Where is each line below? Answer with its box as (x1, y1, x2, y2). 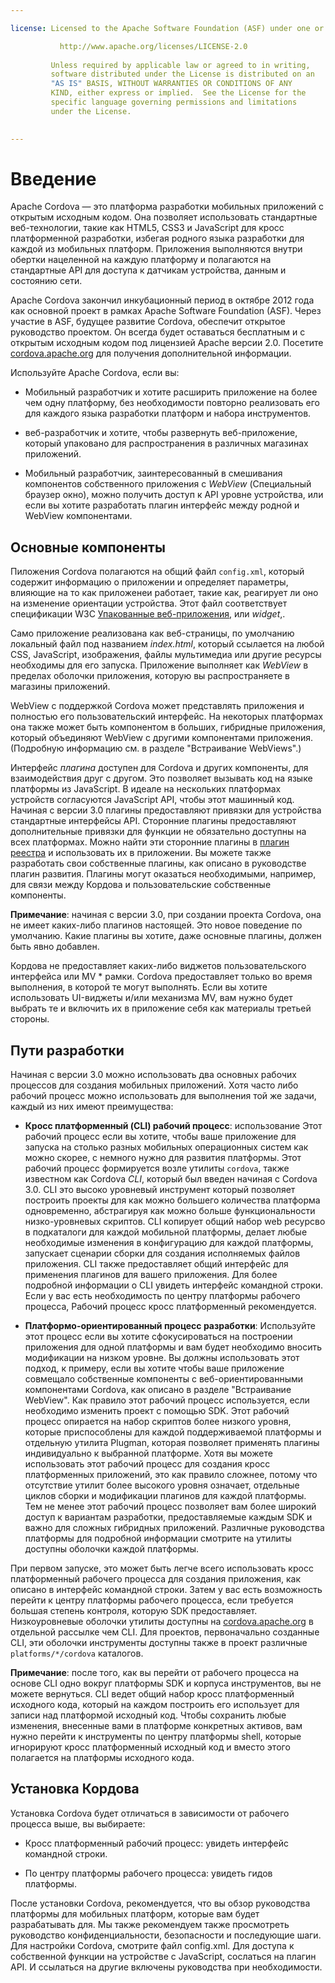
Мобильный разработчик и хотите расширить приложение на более (24, 386, 318, 398)
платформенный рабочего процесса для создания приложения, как (10, 1573, 301, 1585)
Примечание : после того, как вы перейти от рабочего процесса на (10, 1667, 299, 1679)
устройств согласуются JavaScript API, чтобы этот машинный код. (10, 794, 295, 806)
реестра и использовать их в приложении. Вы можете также (10, 847, 272, 859)
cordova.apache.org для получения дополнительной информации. (10, 347, 292, 360)
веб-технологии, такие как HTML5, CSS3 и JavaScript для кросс (10, 222, 285, 234)
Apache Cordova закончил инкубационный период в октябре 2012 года (10, 294, 315, 306)
